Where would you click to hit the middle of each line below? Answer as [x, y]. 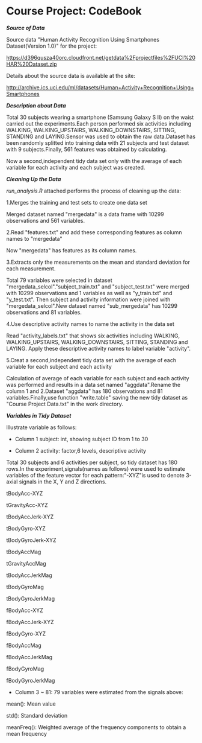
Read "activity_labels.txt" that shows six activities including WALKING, [93, 336]
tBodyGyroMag [25, 587]
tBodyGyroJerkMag [31, 598]
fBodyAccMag [24, 645]
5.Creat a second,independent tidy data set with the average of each [91, 360]
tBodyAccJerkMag [29, 575]
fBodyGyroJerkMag [31, 680]
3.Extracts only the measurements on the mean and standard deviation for [98, 262]
